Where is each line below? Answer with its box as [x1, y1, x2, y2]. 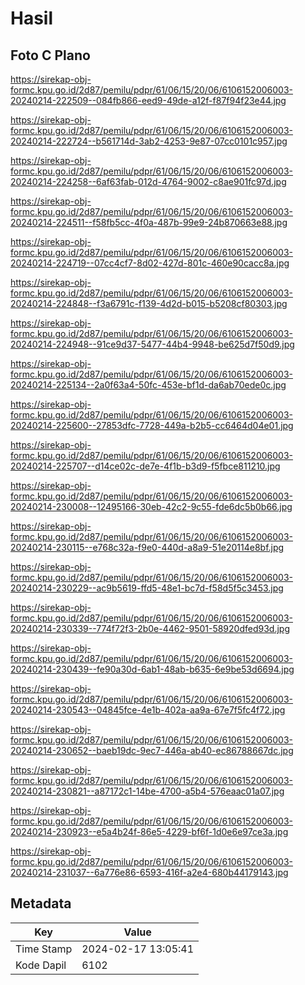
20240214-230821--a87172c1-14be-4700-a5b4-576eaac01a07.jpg [10, 785, 285, 797]
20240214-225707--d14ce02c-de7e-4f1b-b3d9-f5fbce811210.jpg [10, 460, 281, 472]
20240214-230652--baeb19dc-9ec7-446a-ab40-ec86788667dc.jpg [10, 745, 294, 756]
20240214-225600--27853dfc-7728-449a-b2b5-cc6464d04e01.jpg [10, 420, 294, 431]
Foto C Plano [10, 47, 91, 64]
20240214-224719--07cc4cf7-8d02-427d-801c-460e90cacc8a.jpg [10, 257, 290, 269]
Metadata [10, 895, 72, 912]
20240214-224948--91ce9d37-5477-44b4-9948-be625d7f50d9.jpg [10, 338, 295, 350]
